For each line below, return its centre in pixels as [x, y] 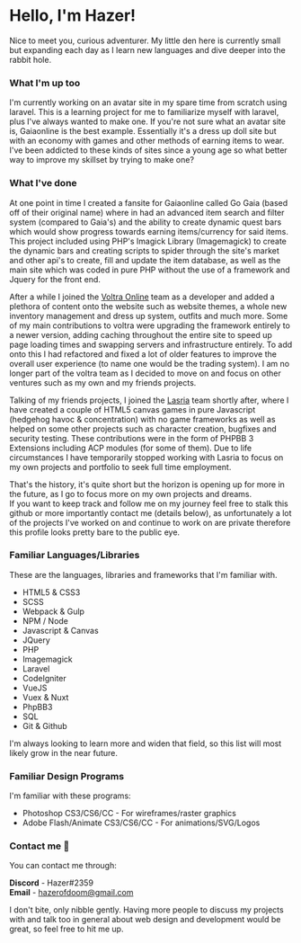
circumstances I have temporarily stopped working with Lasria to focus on [146, 457]
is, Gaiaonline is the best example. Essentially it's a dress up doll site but [143, 131]
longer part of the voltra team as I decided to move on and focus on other [145, 373]
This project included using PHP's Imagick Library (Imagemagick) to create [148, 241]
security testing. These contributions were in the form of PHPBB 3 [132, 438]
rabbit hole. [31, 59]
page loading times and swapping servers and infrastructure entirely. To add [151, 344]
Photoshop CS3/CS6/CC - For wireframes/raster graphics [129, 814]
